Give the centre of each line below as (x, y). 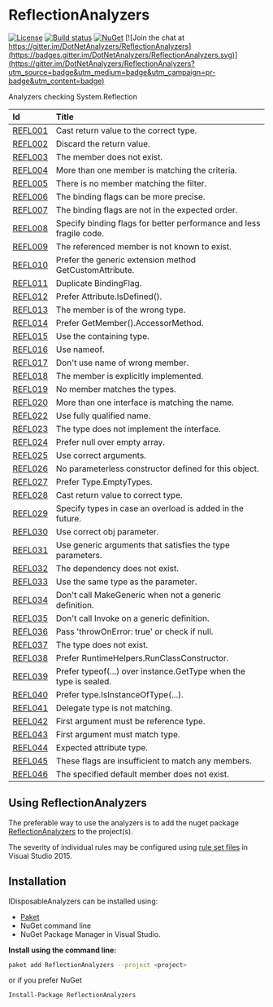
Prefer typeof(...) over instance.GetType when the (151, 671)
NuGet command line (56, 926)
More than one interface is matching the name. (145, 402)
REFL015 (30, 336)
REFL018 (30, 376)
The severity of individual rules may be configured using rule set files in (128, 847)
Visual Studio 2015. (41, 855)
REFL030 (30, 531)
